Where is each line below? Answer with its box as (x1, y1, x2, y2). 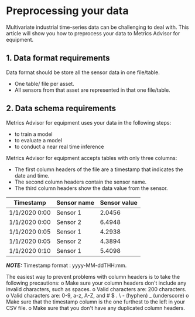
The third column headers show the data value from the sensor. (14, 184, 168, 192)
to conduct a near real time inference (14, 143, 104, 150)
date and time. (14, 172, 50, 179)
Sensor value (100, 198, 138, 206)
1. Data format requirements (6, 53, 110, 63)
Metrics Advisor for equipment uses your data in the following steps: (6, 119, 172, 126)
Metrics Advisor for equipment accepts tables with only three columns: (6, 154, 177, 161)
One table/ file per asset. (14, 80, 74, 87)
